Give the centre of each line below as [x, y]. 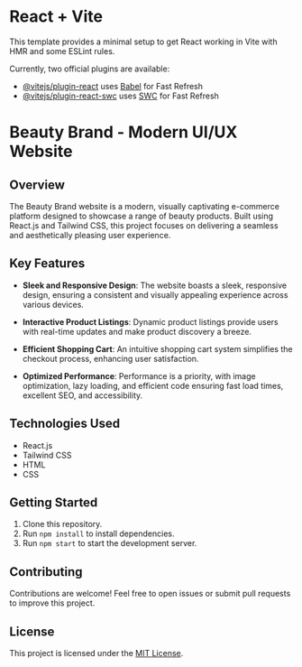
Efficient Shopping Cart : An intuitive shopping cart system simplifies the [157, 348]
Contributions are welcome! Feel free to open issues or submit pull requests [150, 594]
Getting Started [54, 502]
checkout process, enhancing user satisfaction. [110, 358]
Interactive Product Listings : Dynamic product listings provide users [150, 321]
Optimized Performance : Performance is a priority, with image [139, 375]
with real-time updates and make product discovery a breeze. [137, 331]
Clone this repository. [62, 524]
